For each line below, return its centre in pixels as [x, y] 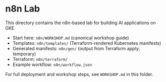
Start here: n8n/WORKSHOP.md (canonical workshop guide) [71, 38]
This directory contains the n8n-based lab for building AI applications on [81, 23]
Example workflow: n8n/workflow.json [52, 64]
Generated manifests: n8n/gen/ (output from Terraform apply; [76, 48]
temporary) [24, 54]
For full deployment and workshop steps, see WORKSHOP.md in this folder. [79, 74]
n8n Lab [23, 9]
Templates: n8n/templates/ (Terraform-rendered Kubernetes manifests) [87, 43]
